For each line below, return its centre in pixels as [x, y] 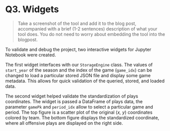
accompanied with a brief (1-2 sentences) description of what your [88, 28]
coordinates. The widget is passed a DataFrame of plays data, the [74, 101]
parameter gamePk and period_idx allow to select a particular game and [79, 107]
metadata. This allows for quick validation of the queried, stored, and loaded [85, 81]
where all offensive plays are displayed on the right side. [64, 123]
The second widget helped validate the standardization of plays [72, 96]
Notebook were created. [31, 55]
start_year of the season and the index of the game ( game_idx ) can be [79, 70]
